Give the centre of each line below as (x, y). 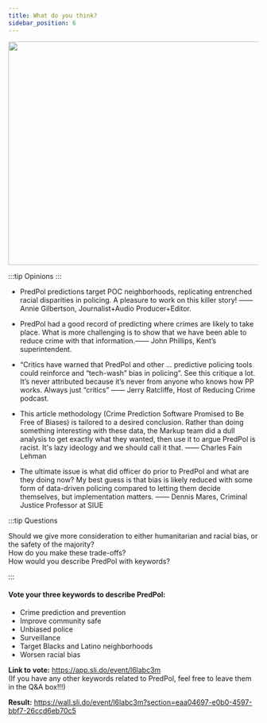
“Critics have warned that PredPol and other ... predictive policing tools (136, 364)
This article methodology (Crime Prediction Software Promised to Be (132, 413)
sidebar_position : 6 (43, 23)
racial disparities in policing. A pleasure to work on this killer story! (128, 300)
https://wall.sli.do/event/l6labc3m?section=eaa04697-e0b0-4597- (143, 702)
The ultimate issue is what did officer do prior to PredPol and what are (134, 471)
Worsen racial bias (50, 654)
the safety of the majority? (51, 544)
